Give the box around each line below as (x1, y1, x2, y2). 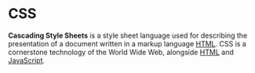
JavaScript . (8, 56, 46, 65)
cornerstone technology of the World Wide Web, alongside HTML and (8, 47, 234, 57)
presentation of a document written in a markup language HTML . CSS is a (8, 38, 247, 48)
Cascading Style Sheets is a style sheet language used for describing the (8, 31, 248, 40)
